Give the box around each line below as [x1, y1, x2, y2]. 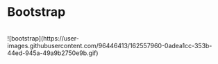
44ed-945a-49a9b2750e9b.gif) [7, 49, 99, 57]
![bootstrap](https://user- [7, 34, 80, 42]
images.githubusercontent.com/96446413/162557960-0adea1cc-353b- [7, 41, 212, 50]
